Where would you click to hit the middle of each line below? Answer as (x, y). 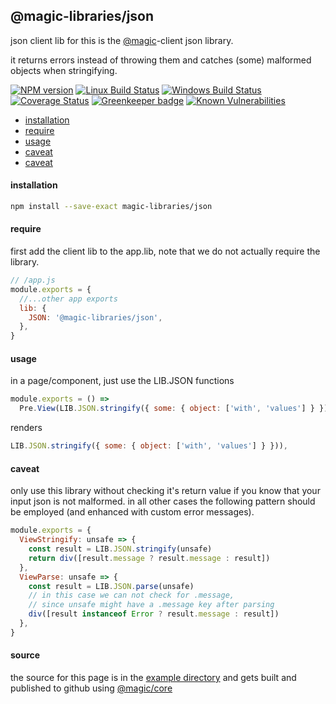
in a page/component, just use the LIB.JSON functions (122, 381)
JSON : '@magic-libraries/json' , (95, 317)
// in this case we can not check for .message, (131, 595)
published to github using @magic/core (91, 688)
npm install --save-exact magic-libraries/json (111, 207)
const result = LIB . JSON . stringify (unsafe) (120, 549)
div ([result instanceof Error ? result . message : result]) (154, 614)
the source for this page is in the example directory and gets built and (153, 677)
